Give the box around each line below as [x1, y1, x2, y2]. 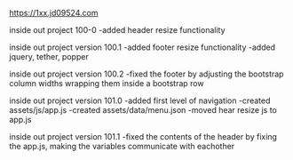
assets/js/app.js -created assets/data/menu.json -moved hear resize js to [9, 105, 277, 115]
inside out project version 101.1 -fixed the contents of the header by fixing [9, 132, 278, 141]
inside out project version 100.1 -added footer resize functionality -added [9, 42, 276, 52]
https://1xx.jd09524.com [9, 8, 99, 18]
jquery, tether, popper [9, 52, 89, 61]
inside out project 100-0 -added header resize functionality [9, 25, 226, 35]
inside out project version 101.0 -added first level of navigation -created [9, 95, 271, 106]
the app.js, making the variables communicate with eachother [9, 141, 235, 151]
